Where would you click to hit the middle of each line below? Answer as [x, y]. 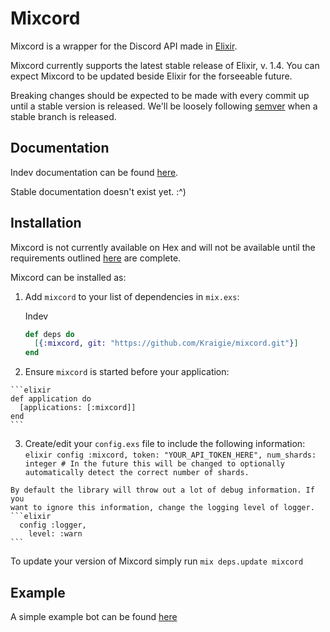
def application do [51, 399]
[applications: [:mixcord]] [78, 408]
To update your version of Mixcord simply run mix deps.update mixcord [157, 561]
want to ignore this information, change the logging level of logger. [162, 508]
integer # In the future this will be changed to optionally [155, 464]
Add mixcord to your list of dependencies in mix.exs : [132, 296]
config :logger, [53, 525]
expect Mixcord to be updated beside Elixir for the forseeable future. [151, 76]
